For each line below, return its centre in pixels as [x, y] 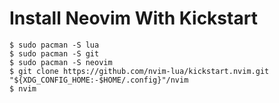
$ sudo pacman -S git [54, 53]
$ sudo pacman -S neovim [61, 62]
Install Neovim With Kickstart [133, 18]
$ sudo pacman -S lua [54, 45]
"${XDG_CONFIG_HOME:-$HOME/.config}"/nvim [99, 80]
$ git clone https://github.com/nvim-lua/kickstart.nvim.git [139, 71]
